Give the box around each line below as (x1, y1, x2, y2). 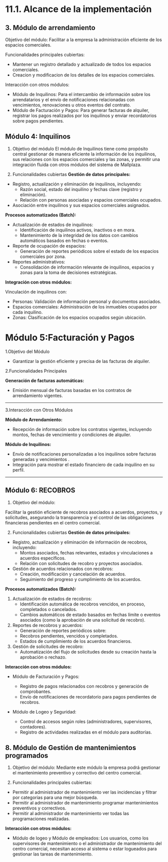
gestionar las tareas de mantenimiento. (12, 851, 93, 857)
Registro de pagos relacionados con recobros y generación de (19, 683, 149, 689)
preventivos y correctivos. (12, 805, 66, 811)
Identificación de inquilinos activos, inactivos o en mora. (19, 226, 136, 233)
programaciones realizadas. (12, 816, 70, 822)
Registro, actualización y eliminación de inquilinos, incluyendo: (12, 181, 141, 187)
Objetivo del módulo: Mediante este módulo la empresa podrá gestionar (12, 764, 160, 770)
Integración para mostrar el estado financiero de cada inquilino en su (12, 461, 155, 467)
